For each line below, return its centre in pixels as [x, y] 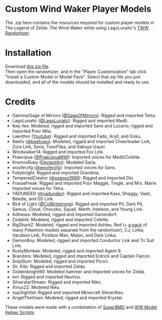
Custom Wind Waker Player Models [78, 9]
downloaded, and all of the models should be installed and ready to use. [78, 82]
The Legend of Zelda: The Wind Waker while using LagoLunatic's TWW [77, 27]
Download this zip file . [27, 66]
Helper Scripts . [20, 312]
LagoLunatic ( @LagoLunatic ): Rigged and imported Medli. [70, 121]
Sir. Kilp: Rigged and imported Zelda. [49, 266]
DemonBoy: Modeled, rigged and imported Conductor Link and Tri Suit [83, 240]
